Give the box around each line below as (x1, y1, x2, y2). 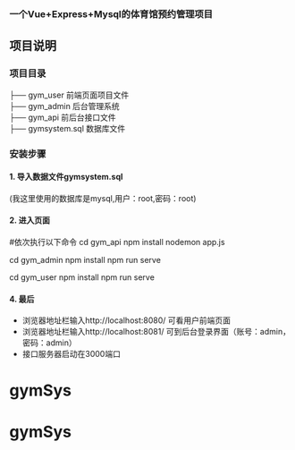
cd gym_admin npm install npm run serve (9, 254, 161, 265)
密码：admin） (21, 337, 78, 348)
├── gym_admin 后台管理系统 (9, 100, 121, 111)
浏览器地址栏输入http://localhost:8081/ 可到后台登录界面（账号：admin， (21, 327, 291, 337)
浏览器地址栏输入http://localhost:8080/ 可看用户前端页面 (21, 315, 231, 326)
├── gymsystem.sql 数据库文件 (9, 123, 126, 133)
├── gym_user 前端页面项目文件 (9, 89, 130, 100)
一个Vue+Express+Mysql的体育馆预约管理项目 (9, 7, 213, 20)
